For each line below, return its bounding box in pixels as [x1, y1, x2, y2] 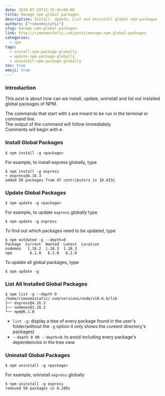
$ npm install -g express [5, 168, 59, 174]
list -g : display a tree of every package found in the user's [12, 318, 136, 324]
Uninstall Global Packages [5, 352, 70, 359]
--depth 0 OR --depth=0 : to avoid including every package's [12, 334, 136, 340]
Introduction [5, 84, 36, 91]
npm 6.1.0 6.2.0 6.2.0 [5, 250, 77, 255]
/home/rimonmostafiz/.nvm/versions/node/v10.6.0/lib [5, 296, 117, 301]
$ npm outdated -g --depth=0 [5, 237, 66, 242]
